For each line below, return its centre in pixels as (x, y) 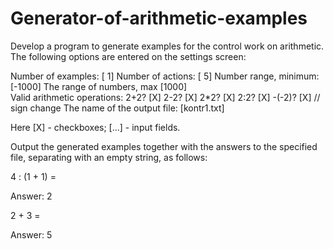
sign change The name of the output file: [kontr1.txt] (117, 108)
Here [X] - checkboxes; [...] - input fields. (95, 127)
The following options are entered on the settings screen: (128, 56)
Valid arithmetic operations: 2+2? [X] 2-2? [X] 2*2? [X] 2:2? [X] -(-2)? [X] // (165, 97)
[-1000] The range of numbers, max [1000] (99, 86)
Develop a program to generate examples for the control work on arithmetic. (167, 46)
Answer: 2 (31, 196)
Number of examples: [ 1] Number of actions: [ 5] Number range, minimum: (165, 76)
